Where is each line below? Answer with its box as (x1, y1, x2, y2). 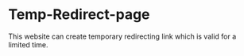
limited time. (8, 39, 48, 49)
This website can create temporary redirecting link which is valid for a (8, 32, 237, 41)
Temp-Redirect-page (8, 6, 150, 24)
